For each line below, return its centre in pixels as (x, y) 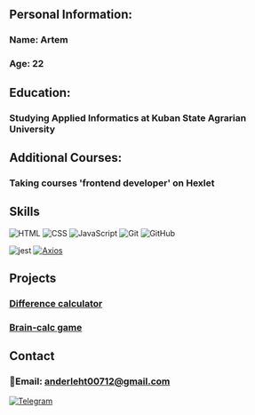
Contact (32, 356)
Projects (33, 279)
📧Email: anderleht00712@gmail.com (90, 381)
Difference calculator (56, 303)
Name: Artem (39, 40)
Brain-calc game (46, 327)
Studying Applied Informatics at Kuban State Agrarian (128, 117)
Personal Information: (71, 15)
